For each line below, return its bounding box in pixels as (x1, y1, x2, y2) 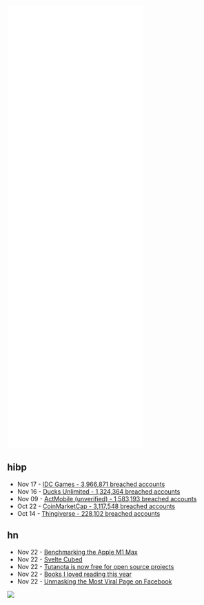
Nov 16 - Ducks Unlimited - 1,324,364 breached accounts (17, 487, 181, 496)
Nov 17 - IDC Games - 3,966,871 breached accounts (17, 480, 165, 488)
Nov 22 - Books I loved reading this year (17, 570, 132, 578)
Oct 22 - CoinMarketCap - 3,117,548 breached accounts (17, 502, 176, 510)
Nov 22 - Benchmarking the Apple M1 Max (17, 548, 138, 556)
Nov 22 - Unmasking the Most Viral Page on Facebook (17, 577, 172, 586)
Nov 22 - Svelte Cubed (17, 555, 83, 564)
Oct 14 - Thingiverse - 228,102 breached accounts (17, 509, 161, 517)
